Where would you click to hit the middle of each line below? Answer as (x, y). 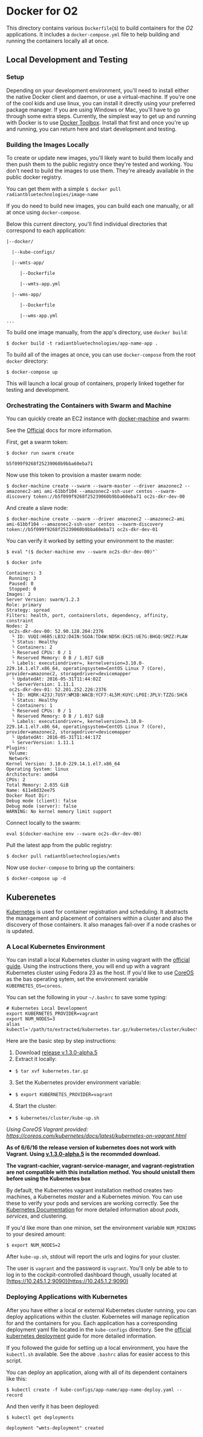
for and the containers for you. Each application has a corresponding (92, 1323)
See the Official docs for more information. (60, 431)
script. (14, 1360)
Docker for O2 (42, 11)
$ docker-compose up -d (36, 879)
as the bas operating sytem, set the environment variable (77, 979)
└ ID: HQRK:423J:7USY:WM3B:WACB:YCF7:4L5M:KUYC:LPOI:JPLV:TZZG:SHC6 (100, 695)
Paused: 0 (21, 584)
